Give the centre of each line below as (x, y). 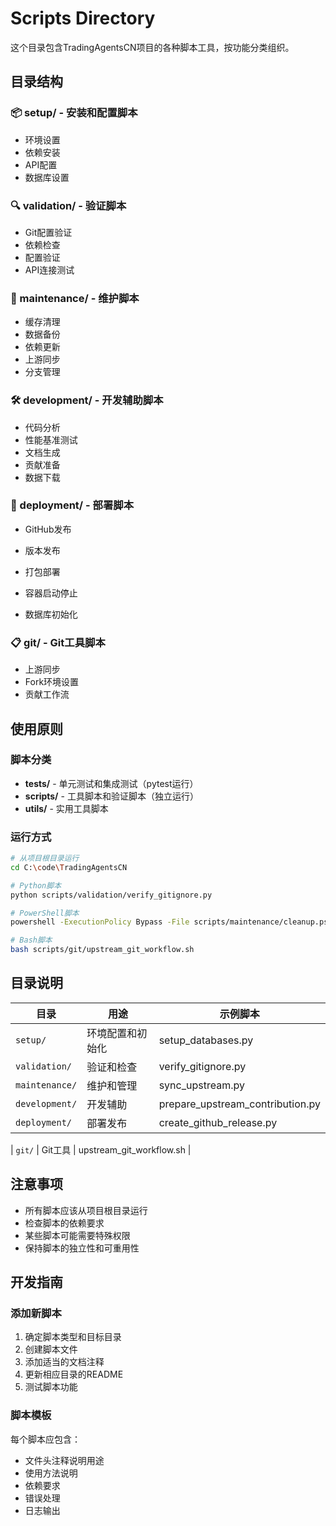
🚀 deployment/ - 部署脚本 (72, 505)
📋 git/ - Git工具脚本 (58, 642)
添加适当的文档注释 (64, 1362)
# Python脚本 (36, 885)
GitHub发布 (48, 529)
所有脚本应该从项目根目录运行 (86, 1210)
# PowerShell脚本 (45, 913)
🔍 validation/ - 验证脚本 (68, 205)
